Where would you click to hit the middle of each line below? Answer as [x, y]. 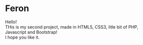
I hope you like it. [22, 37]
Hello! [11, 22]
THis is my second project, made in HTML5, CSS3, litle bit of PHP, [72, 27]
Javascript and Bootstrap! [31, 32]
